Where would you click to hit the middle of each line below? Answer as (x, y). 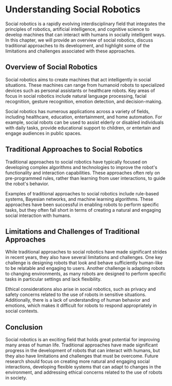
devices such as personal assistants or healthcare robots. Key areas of (80, 90)
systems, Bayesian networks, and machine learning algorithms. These (79, 199)
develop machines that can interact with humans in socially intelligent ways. (85, 34)
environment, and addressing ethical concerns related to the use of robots (84, 372)
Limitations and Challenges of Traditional (72, 232)
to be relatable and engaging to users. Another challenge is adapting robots (85, 268)
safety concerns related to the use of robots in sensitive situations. (76, 295)
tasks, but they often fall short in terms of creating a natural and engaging (83, 210)
